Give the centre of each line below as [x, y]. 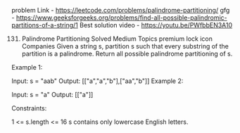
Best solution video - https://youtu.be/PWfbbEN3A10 [156, 25]
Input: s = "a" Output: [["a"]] [52, 95]
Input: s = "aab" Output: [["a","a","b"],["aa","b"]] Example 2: [97, 81]
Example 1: [27, 67]
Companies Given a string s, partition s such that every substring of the [125, 46]
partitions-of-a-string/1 [45, 25]
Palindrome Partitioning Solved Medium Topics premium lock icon [117, 39]
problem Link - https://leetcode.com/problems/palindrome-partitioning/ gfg [121, 10]
